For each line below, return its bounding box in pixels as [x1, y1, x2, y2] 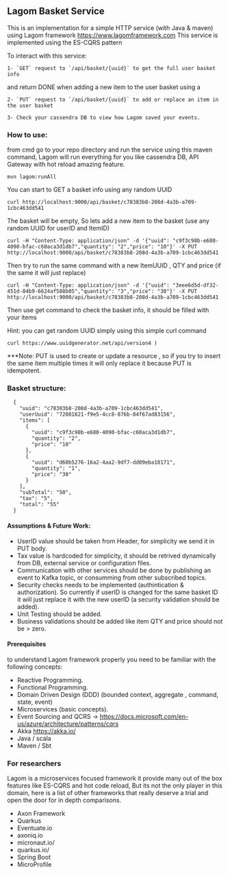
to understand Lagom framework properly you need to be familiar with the [7, 655, 216, 663]
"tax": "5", [19, 495, 53, 502]
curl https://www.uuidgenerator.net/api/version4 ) [7, 340, 157, 347]
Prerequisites [7, 640, 47, 648]
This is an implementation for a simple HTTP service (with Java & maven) [7, 23, 214, 32]
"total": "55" [19, 501, 60, 508]
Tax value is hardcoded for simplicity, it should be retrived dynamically [16, 552, 216, 560]
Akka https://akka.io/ [16, 727, 77, 735]
